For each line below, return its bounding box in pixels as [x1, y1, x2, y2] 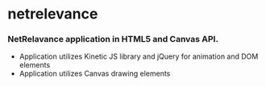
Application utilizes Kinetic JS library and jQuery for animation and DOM [19, 51, 259, 61]
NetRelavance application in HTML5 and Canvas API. [7, 34, 219, 45]
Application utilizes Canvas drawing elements [19, 69, 171, 79]
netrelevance [7, 5, 98, 23]
